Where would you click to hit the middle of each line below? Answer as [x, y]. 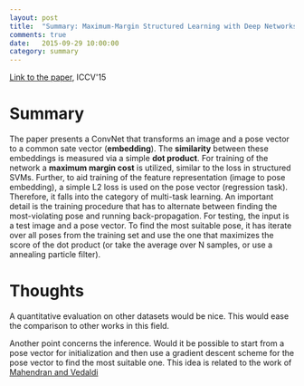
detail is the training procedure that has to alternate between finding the [143, 207]
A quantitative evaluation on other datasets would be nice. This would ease [149, 316]
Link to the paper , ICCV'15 [58, 77]
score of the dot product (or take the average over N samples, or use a [141, 245]
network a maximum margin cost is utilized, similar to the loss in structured [150, 168]
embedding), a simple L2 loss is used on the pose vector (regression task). [148, 188]
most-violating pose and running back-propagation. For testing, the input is [149, 216]
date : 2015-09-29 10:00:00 [64, 43]
